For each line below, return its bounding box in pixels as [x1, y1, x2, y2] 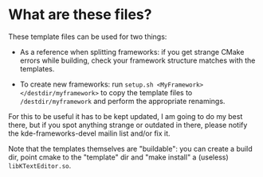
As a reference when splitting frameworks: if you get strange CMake [19, 47, 245, 56]
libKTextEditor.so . [8, 160, 72, 170]
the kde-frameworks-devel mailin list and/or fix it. [8, 129, 171, 138]
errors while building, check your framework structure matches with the [19, 56, 256, 65]
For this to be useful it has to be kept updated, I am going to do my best [8, 111, 243, 121]
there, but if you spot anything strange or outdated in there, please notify [8, 120, 248, 129]
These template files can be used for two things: [8, 32, 167, 41]
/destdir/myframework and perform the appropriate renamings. [19, 96, 226, 106]
